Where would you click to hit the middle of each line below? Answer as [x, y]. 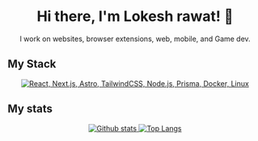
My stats [30, 109]
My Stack [32, 64]
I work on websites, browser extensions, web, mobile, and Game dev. [135, 39]
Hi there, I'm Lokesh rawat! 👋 [135, 17]
